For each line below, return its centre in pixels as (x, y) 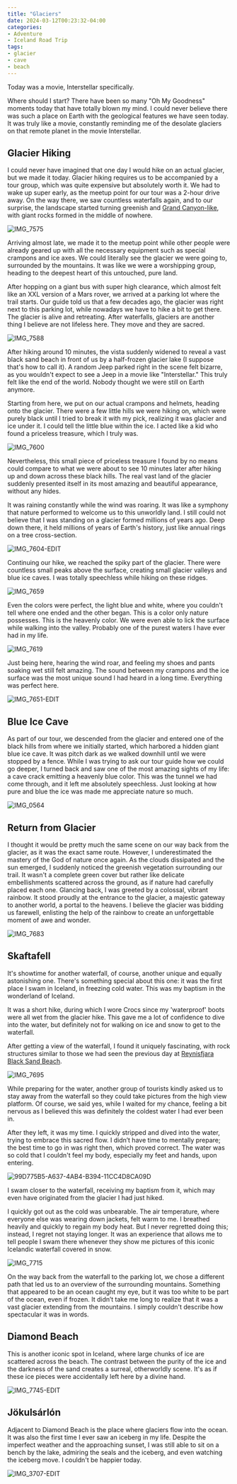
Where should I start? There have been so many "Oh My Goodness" (106, 101)
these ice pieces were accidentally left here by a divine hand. (97, 1376)
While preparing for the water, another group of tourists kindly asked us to (115, 1088)
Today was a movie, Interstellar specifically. (71, 87)
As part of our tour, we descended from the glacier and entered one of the (116, 739)
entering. (21, 1163)
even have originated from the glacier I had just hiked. (86, 1197)
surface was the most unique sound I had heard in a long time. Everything (115, 678)
